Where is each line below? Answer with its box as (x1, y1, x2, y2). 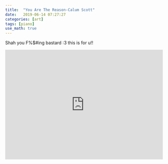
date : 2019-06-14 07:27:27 (5, 12, 66, 17)
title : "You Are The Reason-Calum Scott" (5, 7, 95, 13)
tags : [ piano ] (5, 21, 35, 27)
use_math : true (5, 26, 37, 31)
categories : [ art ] (5, 17, 43, 22)
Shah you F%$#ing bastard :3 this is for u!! (5, 40, 93, 46)
